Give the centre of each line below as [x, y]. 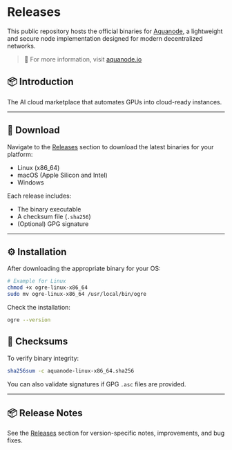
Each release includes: [39, 196]
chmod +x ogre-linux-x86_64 [48, 288]
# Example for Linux [37, 281]
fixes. [15, 440]
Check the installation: [39, 307]
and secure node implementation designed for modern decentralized [105, 38]
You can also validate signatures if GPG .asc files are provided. [97, 384]
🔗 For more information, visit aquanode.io [83, 59]
